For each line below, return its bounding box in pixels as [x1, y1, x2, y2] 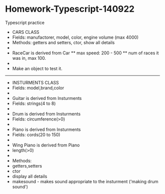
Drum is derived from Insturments [12, 111, 81, 117]
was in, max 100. [12, 55, 46, 61]
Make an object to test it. [12, 65, 63, 72]
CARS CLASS [12, 29, 40, 35]
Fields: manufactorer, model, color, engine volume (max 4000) [12, 34, 139, 40]
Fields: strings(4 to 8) [12, 100, 56, 106]
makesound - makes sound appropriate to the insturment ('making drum [12, 178, 159, 184]
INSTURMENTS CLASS [12, 79, 59, 85]
